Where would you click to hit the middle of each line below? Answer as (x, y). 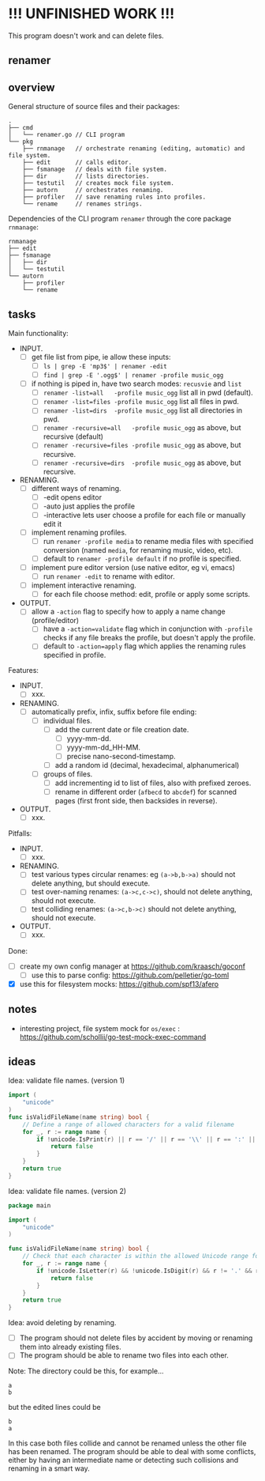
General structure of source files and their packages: (94, 107)
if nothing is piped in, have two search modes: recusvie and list (136, 383)
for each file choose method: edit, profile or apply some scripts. (147, 595)
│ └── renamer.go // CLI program (67, 135)
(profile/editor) (55, 621)
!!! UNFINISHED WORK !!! (91, 14)
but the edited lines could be (54, 1407)
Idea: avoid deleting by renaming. (62, 1323)
